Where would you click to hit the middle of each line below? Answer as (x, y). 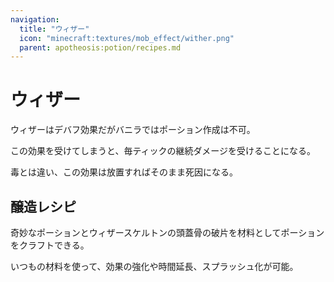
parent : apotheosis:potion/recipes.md (100, 47)
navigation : (35, 19)
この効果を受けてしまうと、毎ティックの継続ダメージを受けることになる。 (163, 151)
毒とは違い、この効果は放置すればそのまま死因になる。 (124, 172)
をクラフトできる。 (50, 245)
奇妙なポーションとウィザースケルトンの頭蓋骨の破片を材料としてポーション (167, 232)
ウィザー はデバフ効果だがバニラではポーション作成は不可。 (133, 130)
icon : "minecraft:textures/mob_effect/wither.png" (127, 38)
